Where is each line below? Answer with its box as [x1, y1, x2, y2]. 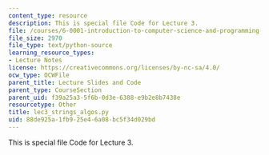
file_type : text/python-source [8, 42, 113, 50]
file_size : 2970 [8, 34, 62, 42]
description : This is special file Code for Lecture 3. [8, 19, 199, 27]
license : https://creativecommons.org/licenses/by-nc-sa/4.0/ [8, 64, 220, 72]
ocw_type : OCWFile [8, 71, 70, 79]
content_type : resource [8, 11, 88, 20]
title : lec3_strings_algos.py [8, 109, 110, 117]
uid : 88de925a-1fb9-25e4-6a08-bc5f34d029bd [8, 116, 156, 124]
